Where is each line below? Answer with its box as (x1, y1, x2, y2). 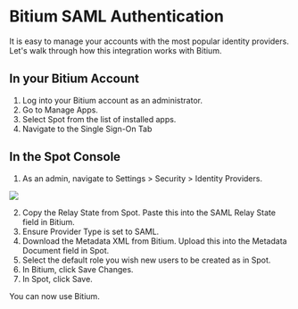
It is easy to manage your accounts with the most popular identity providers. (9, 36, 290, 46)
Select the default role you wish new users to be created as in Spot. (21, 255, 271, 265)
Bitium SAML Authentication (9, 6, 225, 27)
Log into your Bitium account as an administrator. (21, 95, 203, 105)
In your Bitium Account (9, 71, 140, 87)
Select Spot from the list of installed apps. (21, 113, 177, 124)
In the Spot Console (9, 149, 121, 164)
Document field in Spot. (21, 245, 110, 255)
